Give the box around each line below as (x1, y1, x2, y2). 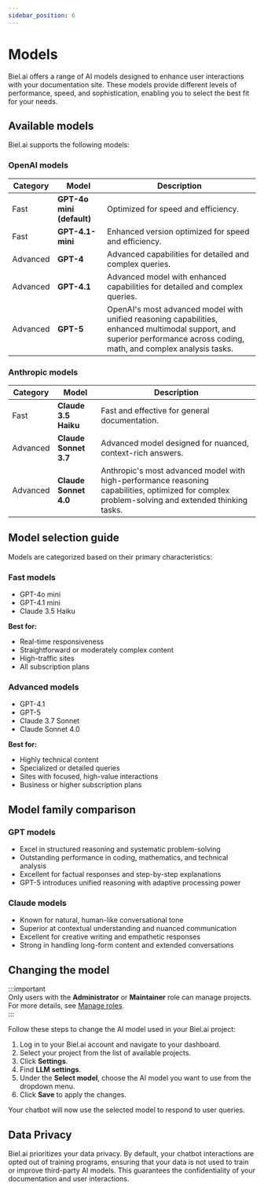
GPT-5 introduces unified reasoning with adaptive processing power (19, 878, 241, 888)
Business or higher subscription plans (19, 780, 142, 789)
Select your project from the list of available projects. (19, 1048, 191, 1058)
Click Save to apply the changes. (19, 1090, 127, 1099)
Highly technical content (19, 755, 99, 764)
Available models (8, 119, 94, 132)
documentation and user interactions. (8, 1173, 130, 1183)
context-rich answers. (101, 447, 184, 458)
